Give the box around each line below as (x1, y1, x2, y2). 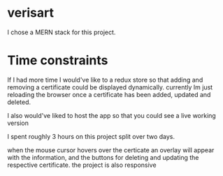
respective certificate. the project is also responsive (7, 161, 157, 169)
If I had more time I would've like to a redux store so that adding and (7, 75, 203, 84)
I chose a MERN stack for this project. (7, 28, 116, 36)
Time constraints (7, 52, 108, 68)
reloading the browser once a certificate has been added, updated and (7, 90, 211, 98)
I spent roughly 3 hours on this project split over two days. (7, 132, 175, 140)
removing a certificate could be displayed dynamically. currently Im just (7, 82, 213, 91)
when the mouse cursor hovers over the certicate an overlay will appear (7, 145, 215, 154)
